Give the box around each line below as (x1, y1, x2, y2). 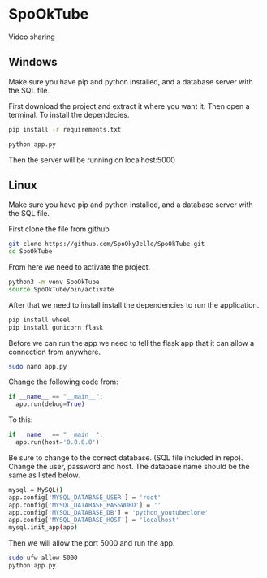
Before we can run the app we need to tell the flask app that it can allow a (8, 338, 255, 347)
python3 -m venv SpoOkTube (8, 278, 100, 287)
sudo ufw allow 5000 (8, 554, 79, 563)
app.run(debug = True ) (15, 400, 85, 408)
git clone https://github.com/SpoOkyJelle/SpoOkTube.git (8, 240, 205, 248)
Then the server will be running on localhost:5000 (8, 155, 176, 165)
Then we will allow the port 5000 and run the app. (8, 538, 175, 548)
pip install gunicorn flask (8, 323, 104, 331)
